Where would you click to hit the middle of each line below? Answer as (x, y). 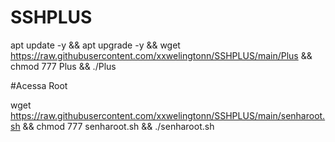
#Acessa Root (39, 85)
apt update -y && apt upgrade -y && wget (95, 45)
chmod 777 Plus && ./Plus (63, 66)
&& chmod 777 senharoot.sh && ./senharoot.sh (118, 126)
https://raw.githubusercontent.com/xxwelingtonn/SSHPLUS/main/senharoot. (168, 115)
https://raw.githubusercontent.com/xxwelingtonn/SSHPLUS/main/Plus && (161, 55)
